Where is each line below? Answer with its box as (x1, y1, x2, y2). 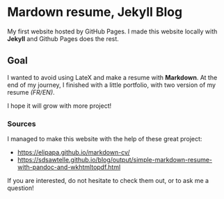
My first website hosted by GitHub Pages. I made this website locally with (7, 27, 218, 35)
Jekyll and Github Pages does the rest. (7, 34, 120, 42)
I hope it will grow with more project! (7, 102, 112, 110)
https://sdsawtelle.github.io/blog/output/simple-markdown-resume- (17, 156, 213, 164)
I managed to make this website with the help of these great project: (7, 135, 202, 143)
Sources (7, 119, 36, 129)
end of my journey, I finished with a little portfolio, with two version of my (7, 81, 216, 89)
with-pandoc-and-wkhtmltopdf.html (17, 163, 121, 171)
